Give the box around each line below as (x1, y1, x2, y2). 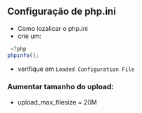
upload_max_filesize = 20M (17, 98, 97, 106)
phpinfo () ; (7, 52, 39, 59)
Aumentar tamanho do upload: (7, 82, 115, 92)
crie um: (17, 32, 42, 40)
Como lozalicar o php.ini (17, 24, 89, 32)
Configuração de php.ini (7, 6, 116, 18)
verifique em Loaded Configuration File (17, 65, 135, 73)
